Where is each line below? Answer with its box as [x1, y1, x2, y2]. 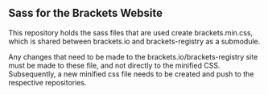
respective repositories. [8, 77, 87, 87]
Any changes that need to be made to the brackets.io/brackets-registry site [8, 52, 258, 61]
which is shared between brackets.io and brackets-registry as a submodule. [8, 36, 261, 46]
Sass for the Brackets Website [8, 6, 163, 20]
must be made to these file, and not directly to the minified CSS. [8, 60, 221, 70]
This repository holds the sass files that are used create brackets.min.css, [8, 27, 254, 37]
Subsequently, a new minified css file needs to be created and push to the [8, 68, 254, 79]
